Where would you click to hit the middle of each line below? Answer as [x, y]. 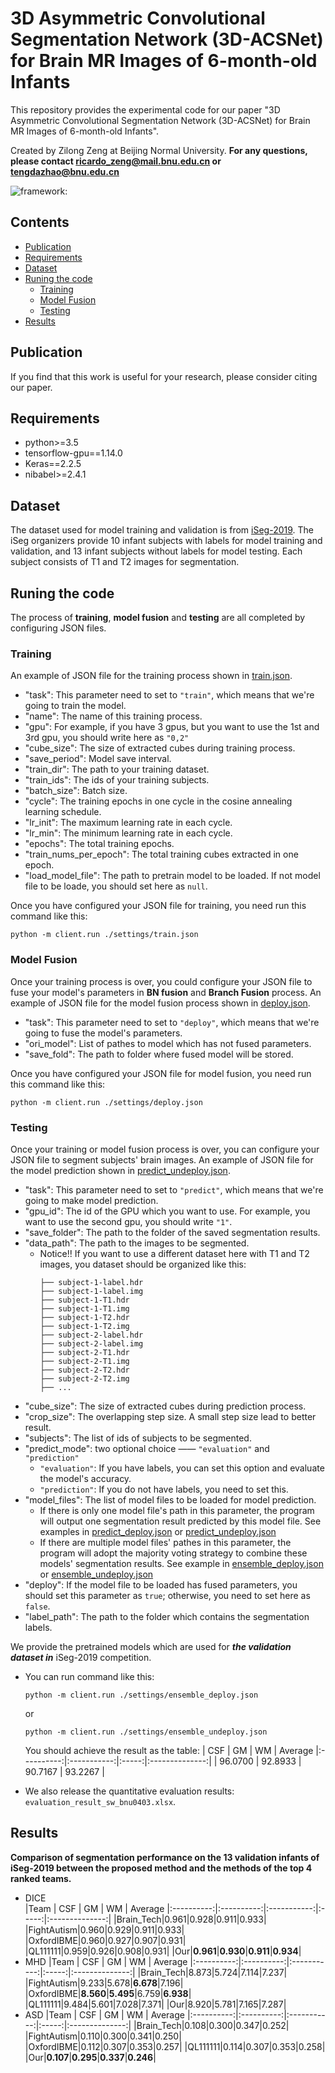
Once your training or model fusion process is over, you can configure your [165, 1149]
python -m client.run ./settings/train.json [104, 935]
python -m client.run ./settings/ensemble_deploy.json [141, 1695]
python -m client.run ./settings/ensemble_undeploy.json [146, 1732]
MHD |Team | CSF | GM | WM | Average [106, 1961]
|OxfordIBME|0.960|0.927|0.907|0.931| [105, 1940]
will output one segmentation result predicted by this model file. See [180, 1521]
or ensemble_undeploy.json [96, 1574]
